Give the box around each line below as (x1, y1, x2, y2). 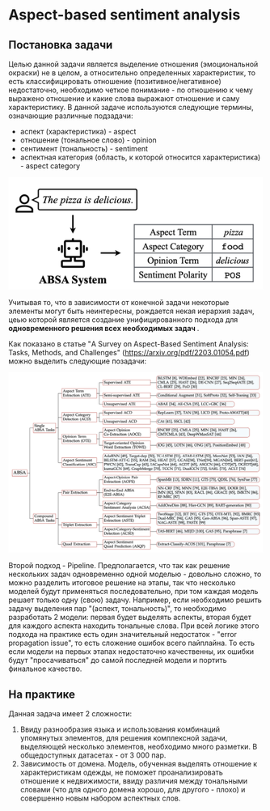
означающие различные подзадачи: (8, 111, 133, 121)
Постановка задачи (8, 38, 113, 52)
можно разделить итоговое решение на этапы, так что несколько (8, 578, 236, 588)
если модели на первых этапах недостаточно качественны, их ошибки (8, 647, 255, 656)
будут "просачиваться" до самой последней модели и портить (8, 656, 228, 665)
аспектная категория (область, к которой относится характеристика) (19, 152, 261, 162)
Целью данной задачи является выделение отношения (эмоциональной (8, 59, 259, 69)
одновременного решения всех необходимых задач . (8, 324, 200, 333)
